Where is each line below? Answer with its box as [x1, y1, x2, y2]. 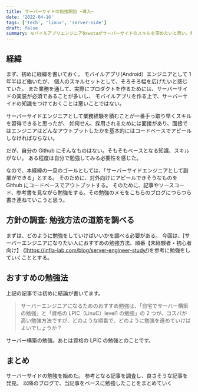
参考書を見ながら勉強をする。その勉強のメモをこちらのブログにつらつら [16, 189, 192, 196]
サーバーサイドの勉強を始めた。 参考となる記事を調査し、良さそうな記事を [6, 372, 189, 380]
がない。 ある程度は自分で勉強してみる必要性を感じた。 [6, 154, 142, 161]
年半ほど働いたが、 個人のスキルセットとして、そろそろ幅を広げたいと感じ [6, 78, 188, 85]
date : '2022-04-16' [6, 14, 54, 20]
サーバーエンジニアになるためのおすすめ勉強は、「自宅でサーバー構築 [20, 302, 189, 309]
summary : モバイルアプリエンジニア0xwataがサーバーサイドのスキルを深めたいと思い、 [6, 31, 190, 36]
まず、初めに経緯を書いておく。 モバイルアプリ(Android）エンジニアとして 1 [6, 70, 192, 77]
